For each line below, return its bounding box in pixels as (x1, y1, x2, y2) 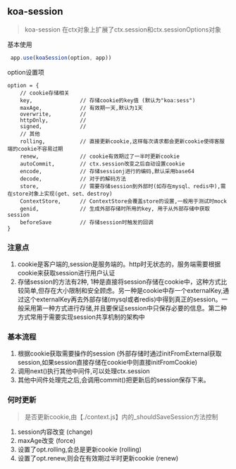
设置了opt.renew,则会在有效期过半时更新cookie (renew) (17, 454, 179, 462)
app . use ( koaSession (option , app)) (10, 54, 112, 61)
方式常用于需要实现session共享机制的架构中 (17, 313, 146, 321)
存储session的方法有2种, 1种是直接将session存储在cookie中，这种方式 (17, 277, 221, 286)
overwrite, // (20, 111, 87, 118)
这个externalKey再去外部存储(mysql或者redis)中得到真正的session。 (23, 295, 222, 304)
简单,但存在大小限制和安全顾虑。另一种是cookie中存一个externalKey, (23, 286, 223, 294)
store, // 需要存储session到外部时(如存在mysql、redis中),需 (20, 182, 226, 189)
